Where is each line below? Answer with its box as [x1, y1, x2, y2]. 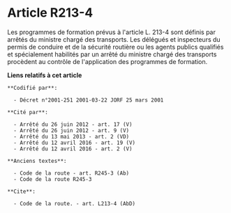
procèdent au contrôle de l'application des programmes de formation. [7, 57, 208, 65]
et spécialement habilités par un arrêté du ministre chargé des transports [7, 50, 217, 58]
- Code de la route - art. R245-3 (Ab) [13, 169, 130, 177]
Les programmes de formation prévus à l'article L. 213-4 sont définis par [7, 28, 216, 36]
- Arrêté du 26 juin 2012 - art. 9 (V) [13, 127, 130, 134]
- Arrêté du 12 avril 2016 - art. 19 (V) [13, 139, 136, 146]
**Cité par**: [7, 109, 49, 116]
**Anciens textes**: [7, 157, 68, 164]
